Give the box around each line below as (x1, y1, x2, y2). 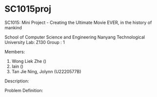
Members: (4, 49, 25, 55)
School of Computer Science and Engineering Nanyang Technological (4, 34, 145, 40)
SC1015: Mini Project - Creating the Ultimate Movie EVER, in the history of (4, 19, 152, 25)
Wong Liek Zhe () (11, 58, 47, 64)
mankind (4, 24, 22, 30)
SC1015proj (4, 3, 52, 15)
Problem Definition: (4, 87, 43, 93)
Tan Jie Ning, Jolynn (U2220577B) (11, 68, 81, 74)
